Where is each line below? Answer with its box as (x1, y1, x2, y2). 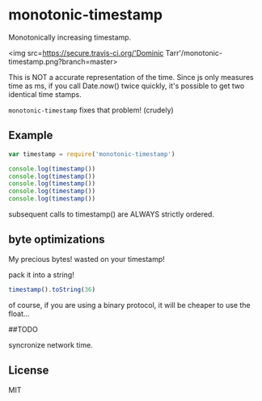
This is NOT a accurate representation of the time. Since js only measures (8, 72, 254, 82)
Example (8, 129, 53, 142)
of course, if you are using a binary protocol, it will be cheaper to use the (8, 300, 251, 310)
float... (8, 309, 30, 319)
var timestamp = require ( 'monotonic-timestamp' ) (8, 150, 175, 158)
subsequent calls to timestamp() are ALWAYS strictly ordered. (8, 209, 214, 219)
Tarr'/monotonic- (165, 48, 222, 57)
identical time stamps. (8, 89, 82, 99)
